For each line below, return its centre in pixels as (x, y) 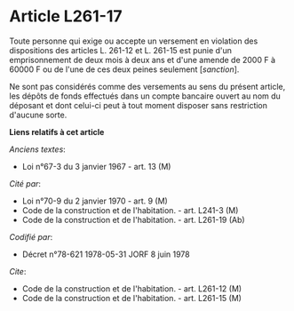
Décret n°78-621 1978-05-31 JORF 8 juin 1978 (106, 254)
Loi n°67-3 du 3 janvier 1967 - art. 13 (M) (96, 166)
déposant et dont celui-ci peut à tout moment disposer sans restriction (139, 105)
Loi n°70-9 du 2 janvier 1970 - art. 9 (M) (95, 201)
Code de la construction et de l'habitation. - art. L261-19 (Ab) (134, 219)
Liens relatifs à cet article (57, 132)
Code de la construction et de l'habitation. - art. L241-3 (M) (130, 210)
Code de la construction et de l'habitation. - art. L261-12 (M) (132, 288)
